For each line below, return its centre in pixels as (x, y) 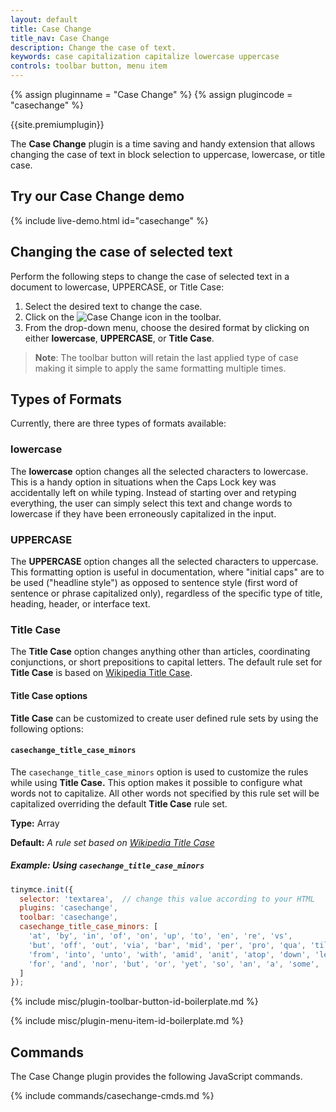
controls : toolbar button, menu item (89, 66)
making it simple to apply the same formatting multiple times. (160, 368)
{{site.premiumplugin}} (57, 124)
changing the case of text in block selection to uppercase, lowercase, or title (168, 154)
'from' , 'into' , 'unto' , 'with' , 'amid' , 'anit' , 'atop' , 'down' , (169, 954)
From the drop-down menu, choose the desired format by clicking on (167, 327)
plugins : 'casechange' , (68, 908)
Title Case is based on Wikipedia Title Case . (101, 673)
